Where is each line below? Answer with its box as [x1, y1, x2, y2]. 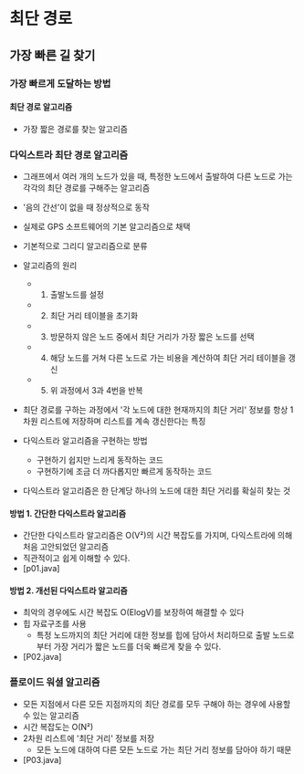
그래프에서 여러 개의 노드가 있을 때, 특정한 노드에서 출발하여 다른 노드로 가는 [22, 171, 294, 182]
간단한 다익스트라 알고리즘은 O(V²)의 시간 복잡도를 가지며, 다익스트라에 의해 [22, 530, 293, 541]
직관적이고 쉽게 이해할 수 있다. [22, 553, 131, 564]
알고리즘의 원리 [22, 260, 78, 270]
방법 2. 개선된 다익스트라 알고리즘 [9, 585, 128, 596]
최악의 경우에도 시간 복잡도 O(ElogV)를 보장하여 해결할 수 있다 [22, 607, 245, 618]
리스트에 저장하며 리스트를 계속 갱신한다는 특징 [39, 416, 206, 426]
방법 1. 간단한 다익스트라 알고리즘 [9, 507, 126, 518]
